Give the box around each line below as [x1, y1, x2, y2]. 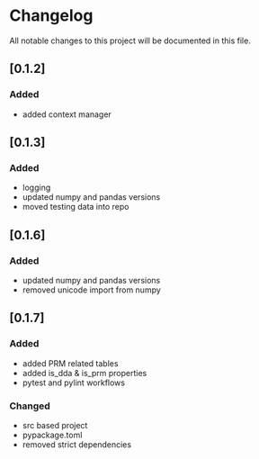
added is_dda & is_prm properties [22, 367, 147, 378]
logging [22, 182, 51, 193]
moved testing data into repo [22, 202, 129, 212]
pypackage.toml [22, 429, 83, 440]
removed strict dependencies [22, 438, 132, 450]
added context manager [22, 109, 112, 120]
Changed [9, 400, 51, 412]
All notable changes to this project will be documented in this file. [9, 35, 252, 46]
